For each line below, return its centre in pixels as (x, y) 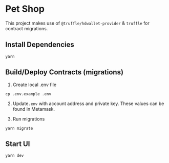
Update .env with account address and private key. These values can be (88, 104)
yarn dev (15, 156)
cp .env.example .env (28, 94)
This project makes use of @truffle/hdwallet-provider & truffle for (77, 23)
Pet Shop (25, 9)
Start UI (18, 144)
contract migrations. (27, 28)
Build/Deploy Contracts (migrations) (65, 72)
